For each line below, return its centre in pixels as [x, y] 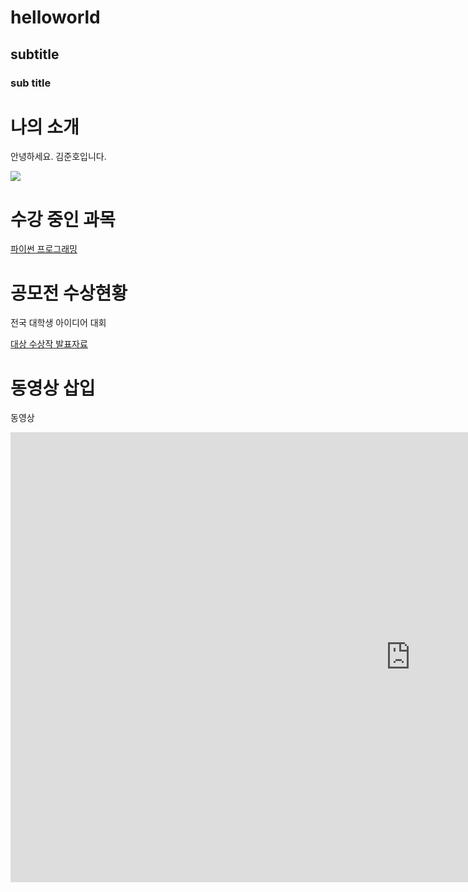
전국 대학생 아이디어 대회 [58, 323]
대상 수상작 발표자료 [49, 344]
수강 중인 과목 [63, 219]
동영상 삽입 [53, 388]
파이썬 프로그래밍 [44, 249]
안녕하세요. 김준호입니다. [58, 157]
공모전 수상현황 [69, 293]
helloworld [55, 17]
